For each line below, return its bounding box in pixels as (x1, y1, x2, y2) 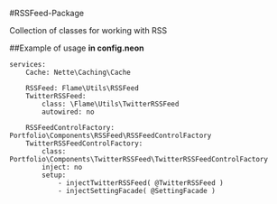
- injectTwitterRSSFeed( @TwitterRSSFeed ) (57, 179, 224, 188)
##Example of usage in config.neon (9, 42, 144, 53)
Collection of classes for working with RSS (9, 25, 168, 35)
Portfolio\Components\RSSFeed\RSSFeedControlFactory (9, 131, 212, 140)
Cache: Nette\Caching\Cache (25, 68, 131, 77)
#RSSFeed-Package (9, 8, 84, 18)
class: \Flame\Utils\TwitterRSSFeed (42, 99, 180, 108)
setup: (42, 171, 67, 180)
